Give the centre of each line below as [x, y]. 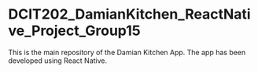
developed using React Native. [58, 61]
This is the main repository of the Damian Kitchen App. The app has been [127, 52]
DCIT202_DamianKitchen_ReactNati [129, 14]
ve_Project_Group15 [75, 31]
